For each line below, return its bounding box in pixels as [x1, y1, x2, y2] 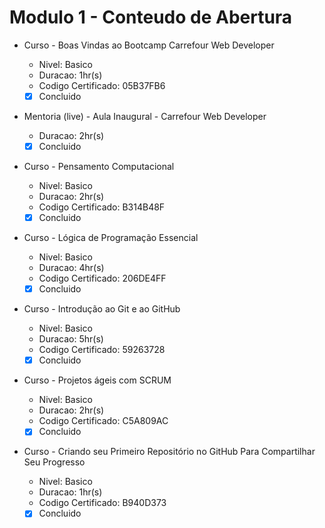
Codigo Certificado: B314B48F [38, 201, 166, 213]
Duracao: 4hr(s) [38, 262, 105, 274]
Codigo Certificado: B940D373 [38, 497, 167, 509]
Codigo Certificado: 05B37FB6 [38, 79, 166, 91]
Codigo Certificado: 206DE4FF [38, 272, 167, 285]
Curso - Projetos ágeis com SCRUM [23, 374, 172, 386]
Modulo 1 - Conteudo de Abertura [9, 6, 293, 29]
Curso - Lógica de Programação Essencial [23, 232, 199, 244]
